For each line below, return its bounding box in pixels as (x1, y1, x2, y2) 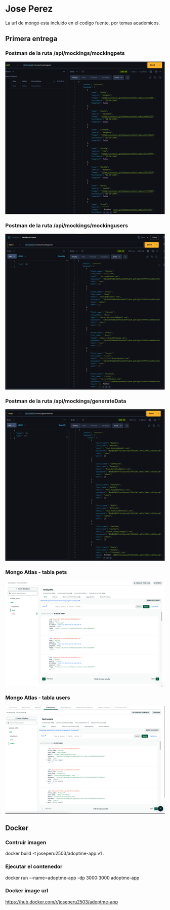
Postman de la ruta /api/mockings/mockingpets (5, 50, 125, 57)
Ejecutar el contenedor (5, 863, 63, 870)
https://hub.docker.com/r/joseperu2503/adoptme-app (5, 898, 118, 905)
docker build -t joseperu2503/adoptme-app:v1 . (5, 850, 105, 857)
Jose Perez (5, 3, 53, 15)
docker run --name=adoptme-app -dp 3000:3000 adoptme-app (5, 875, 140, 881)
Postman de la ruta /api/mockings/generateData (5, 397, 126, 405)
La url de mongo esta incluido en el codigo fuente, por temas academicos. (5, 20, 160, 26)
